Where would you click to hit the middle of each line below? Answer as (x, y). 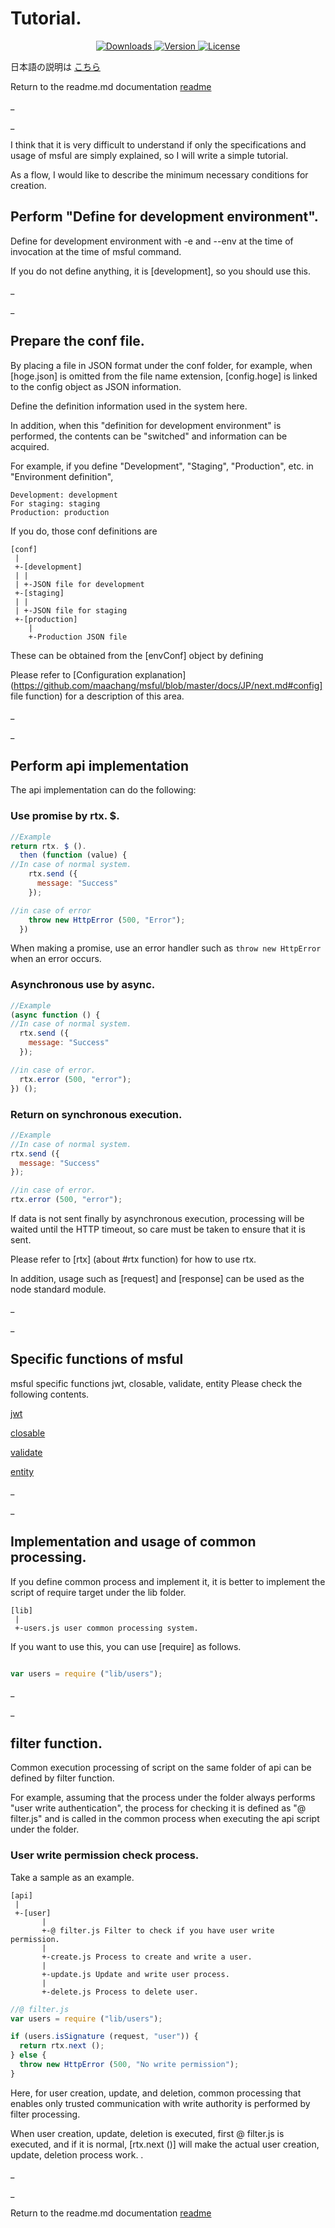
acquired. (30, 446)
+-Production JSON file (78, 637)
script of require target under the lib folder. (98, 1592)
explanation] (160, 674)
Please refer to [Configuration (71, 674)
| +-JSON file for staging (71, 610)
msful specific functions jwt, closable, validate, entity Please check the (156, 1383)
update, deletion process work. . (77, 2154)
